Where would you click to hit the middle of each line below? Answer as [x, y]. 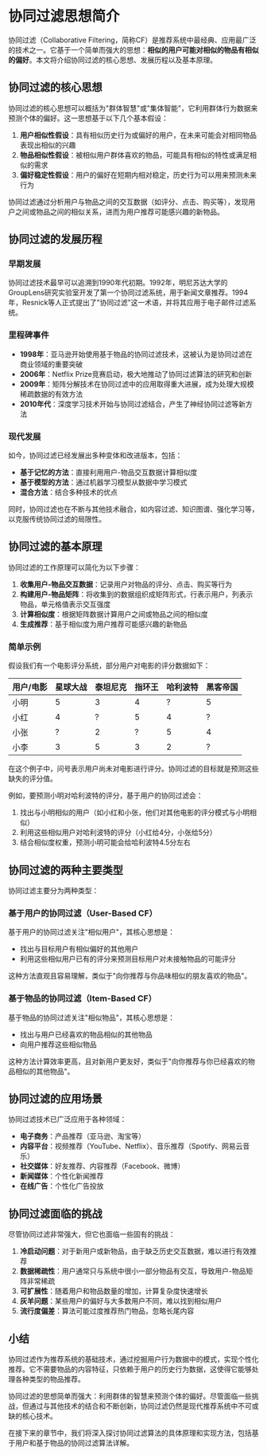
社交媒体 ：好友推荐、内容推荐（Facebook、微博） [102, 1166]
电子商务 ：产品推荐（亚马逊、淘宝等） [82, 1136]
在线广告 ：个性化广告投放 [62, 1186]
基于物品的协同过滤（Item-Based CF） [83, 998]
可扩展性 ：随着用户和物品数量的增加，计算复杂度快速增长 [114, 1291]
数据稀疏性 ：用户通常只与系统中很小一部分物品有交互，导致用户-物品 [133, 1271]
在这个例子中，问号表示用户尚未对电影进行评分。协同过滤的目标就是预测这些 [133, 769]
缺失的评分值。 [33, 778]
